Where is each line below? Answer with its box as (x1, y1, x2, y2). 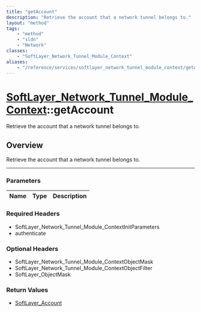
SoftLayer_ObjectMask (14, 271, 71, 278)
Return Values (6, 286, 48, 294)
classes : (6, 48, 28, 54)
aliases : (6, 59, 28, 65)
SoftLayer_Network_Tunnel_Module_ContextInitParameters (14, 223, 160, 231)
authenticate (14, 229, 46, 237)
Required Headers (6, 210, 60, 218)
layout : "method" (6, 20, 50, 26)
